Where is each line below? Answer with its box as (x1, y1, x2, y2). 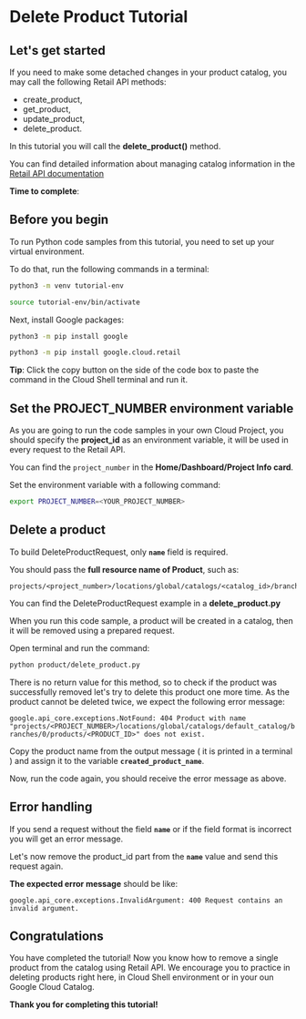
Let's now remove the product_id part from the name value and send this (9, 851, 279, 861)
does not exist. (144, 729, 206, 739)
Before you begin (9, 212, 109, 228)
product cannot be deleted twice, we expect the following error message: (9, 696, 285, 707)
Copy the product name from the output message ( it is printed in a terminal (9, 745, 293, 757)
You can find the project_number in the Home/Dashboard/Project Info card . (9, 462, 294, 473)
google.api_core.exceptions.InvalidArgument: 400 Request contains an (9, 895, 283, 905)
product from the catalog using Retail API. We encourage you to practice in (9, 963, 291, 973)
